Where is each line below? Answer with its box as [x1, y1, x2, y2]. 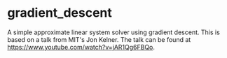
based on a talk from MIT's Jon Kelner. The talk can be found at [7, 35, 191, 43]
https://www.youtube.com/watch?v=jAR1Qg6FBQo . [7, 43, 156, 51]
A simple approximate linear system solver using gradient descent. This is [7, 28, 221, 36]
